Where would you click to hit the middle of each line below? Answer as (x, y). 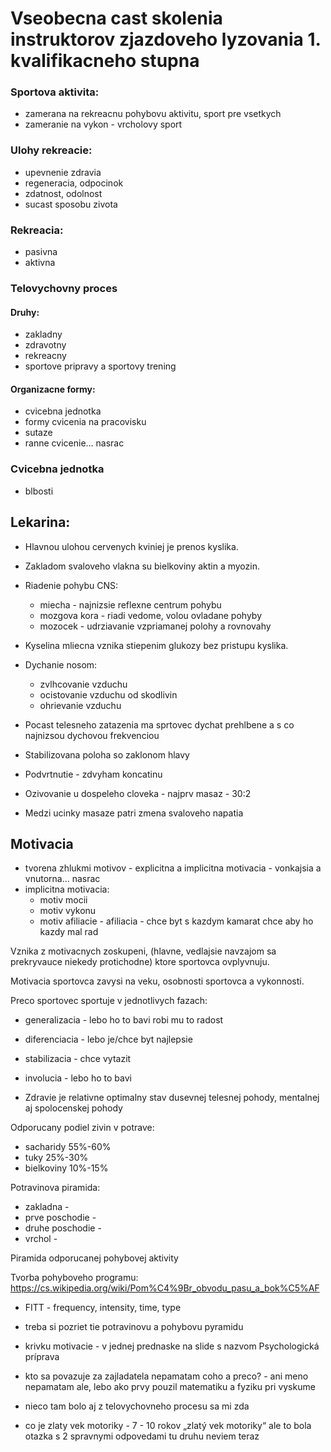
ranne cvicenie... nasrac (74, 443)
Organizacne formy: (53, 389)
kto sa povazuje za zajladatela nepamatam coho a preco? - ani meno (166, 1376)
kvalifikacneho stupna (105, 61)
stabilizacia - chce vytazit (78, 1059)
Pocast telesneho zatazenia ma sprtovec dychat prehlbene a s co (159, 724)
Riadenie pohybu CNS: (71, 585)
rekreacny (45, 356)
